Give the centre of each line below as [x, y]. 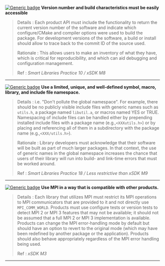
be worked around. [36, 164]
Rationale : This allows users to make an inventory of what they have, [87, 53]
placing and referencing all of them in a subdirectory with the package [88, 128]
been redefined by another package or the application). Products [83, 233]
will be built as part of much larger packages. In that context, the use [87, 148]
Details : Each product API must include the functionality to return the [87, 22]
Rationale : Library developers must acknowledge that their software [86, 143]
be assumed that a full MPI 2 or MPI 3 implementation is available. [84, 218]
